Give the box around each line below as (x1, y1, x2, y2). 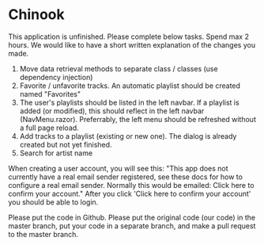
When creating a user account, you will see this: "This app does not (8, 163, 228, 173)
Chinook (8, 6, 65, 24)
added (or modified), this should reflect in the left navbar (19, 105, 205, 116)
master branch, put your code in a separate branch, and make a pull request (8, 220, 256, 231)
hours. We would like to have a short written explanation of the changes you (8, 40, 255, 49)
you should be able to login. (8, 197, 99, 207)
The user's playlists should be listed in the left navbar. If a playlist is (19, 98, 239, 107)
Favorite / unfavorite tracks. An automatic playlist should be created (19, 81, 241, 90)
